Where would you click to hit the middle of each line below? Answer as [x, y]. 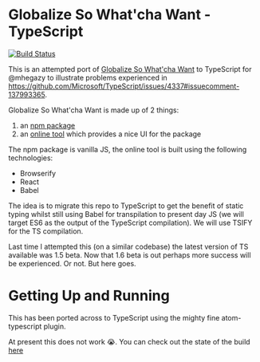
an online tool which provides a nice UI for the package [110, 134]
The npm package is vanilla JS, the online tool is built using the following [128, 149]
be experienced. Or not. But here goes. [73, 263]
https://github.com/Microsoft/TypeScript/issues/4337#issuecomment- [124, 86]
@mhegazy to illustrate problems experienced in [88, 77]
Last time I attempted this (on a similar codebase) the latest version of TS [128, 246]
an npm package [47, 125]
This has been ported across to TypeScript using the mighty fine [114, 317]
